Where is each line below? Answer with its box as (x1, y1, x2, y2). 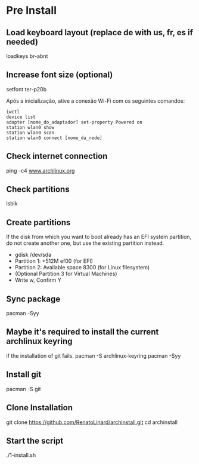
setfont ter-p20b (6, 85, 47, 93)
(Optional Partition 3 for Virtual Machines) (14, 270, 117, 278)
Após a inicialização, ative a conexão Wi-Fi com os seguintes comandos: (6, 97, 185, 105)
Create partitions (6, 217, 71, 228)
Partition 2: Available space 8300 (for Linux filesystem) (14, 264, 150, 271)
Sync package (6, 294, 61, 304)
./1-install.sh (6, 451, 36, 459)
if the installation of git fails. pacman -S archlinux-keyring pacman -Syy (6, 352, 181, 359)
